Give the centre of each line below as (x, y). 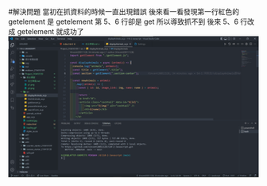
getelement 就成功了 (51, 31)
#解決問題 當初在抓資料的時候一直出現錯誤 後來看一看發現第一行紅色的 (124, 12)
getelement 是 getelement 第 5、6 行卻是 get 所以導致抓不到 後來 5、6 (124, 21)
